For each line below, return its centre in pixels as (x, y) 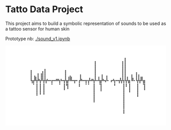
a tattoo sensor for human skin (38, 28)
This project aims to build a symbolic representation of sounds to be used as (86, 23)
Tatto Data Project (44, 9)
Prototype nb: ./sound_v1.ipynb (38, 39)
